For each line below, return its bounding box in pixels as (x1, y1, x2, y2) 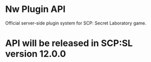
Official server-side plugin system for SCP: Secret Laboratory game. (5, 20, 147, 26)
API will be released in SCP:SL (5, 37, 133, 49)
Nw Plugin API (5, 3, 66, 15)
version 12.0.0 (5, 48, 66, 59)
